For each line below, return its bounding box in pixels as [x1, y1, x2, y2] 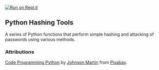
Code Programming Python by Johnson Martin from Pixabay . [5, 59, 128, 65]
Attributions [5, 48, 35, 55]
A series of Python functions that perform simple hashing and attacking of [5, 31, 154, 37]
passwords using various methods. [5, 36, 76, 42]
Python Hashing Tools [5, 18, 74, 27]
